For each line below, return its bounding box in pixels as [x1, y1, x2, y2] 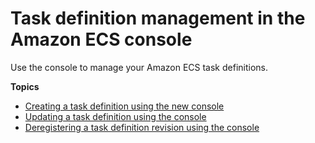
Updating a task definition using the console [24, 110, 207, 122]
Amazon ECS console [10, 28, 193, 51]
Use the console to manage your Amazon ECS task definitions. [10, 61, 269, 73]
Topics [10, 80, 40, 92]
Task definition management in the [10, 7, 306, 30]
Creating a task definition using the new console [24, 100, 225, 112]
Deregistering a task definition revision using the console [24, 121, 260, 133]
